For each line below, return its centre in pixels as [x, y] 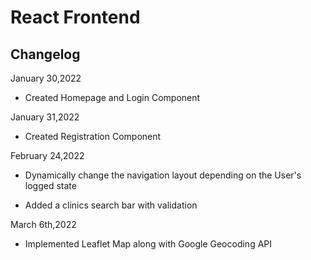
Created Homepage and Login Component [112, 97]
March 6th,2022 [43, 224]
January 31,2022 [45, 117]
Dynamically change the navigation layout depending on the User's [163, 175]
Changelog [45, 54]
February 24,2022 [47, 155]
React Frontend [75, 17]
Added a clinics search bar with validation [111, 205]
